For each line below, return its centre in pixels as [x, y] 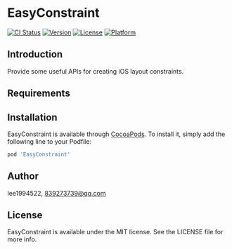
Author [23, 176]
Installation [32, 117]
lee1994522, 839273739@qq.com [57, 193]
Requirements [39, 94]
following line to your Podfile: [50, 141]
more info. [22, 239]
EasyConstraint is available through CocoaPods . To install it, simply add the [116, 134]
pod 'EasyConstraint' [39, 154]
